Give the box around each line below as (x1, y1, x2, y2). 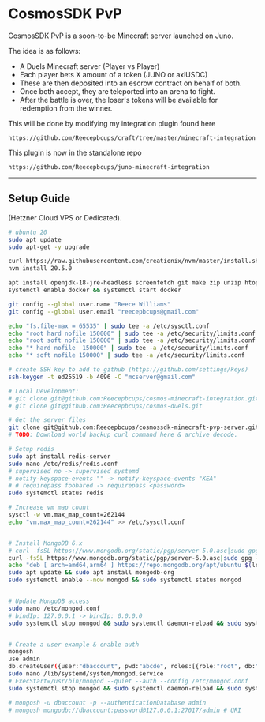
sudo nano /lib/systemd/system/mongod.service (8, 670, 164, 678)
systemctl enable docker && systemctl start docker (8, 286, 181, 294)
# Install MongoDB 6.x (8, 539, 83, 547)
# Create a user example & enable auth (8, 641, 140, 649)
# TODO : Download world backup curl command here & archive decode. (8, 431, 238, 439)
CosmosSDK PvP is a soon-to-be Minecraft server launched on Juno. (8, 31, 234, 40)
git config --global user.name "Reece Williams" (8, 300, 171, 308)
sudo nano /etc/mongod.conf (8, 604, 101, 612)
